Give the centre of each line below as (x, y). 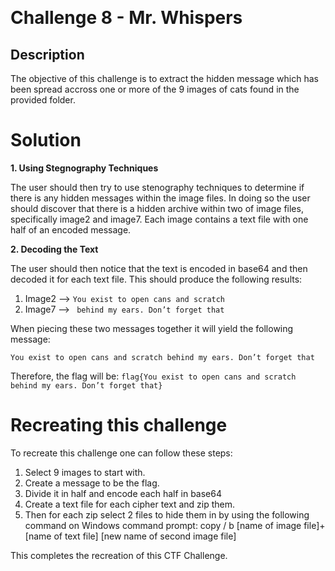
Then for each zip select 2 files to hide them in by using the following (167, 514)
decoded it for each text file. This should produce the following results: (156, 279)
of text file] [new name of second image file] (145, 536)
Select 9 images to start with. (85, 472)
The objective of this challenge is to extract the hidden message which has (164, 78)
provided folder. (43, 100)
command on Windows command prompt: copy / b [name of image (163, 525)
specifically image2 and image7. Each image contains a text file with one (159, 219)
